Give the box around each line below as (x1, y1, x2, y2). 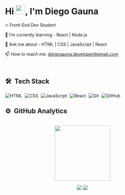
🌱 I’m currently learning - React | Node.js (5, 32, 87, 38)
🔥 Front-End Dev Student (5, 22, 56, 28)
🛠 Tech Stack (5, 77, 50, 86)
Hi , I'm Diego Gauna (5, 6, 99, 17)
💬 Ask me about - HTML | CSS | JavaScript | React (5, 41, 107, 47)
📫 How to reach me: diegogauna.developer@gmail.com (5, 51, 119, 57)
